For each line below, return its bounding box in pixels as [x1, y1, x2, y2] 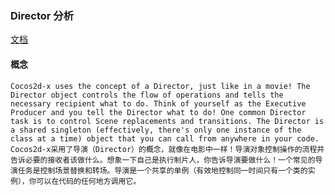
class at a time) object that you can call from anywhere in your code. [10, 133, 320, 144]
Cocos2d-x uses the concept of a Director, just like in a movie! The [10, 81, 311, 91]
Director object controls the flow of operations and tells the [10, 90, 284, 100]
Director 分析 [10, 8, 74, 22]
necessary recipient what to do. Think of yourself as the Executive [10, 98, 307, 109]
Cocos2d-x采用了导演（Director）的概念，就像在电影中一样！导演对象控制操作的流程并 [10, 144, 325, 154]
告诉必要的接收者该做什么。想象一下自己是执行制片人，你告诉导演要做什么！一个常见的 [10, 155, 316, 165]
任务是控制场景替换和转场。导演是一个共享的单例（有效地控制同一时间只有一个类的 [17, 165, 308, 176]
